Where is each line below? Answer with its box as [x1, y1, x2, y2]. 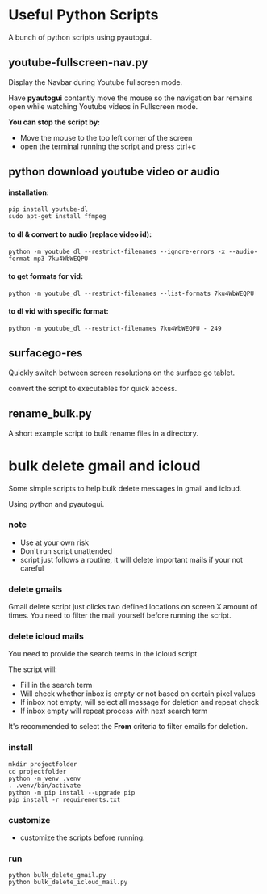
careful [19, 563, 44, 573]
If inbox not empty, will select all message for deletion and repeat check [19, 698, 260, 707]
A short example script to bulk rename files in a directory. [8, 428, 199, 438]
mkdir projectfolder [8, 760, 78, 769]
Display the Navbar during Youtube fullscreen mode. [8, 77, 183, 86]
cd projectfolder [8, 767, 67, 775]
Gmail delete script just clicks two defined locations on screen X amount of [8, 602, 258, 612]
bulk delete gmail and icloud [8, 457, 201, 474]
